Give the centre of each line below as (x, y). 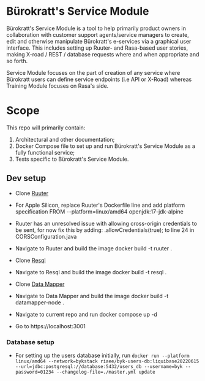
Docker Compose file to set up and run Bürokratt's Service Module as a (105, 146)
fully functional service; (45, 152)
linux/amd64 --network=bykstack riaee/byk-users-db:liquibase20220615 (107, 361)
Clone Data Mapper (40, 284)
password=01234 (35, 372)
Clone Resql (30, 260)
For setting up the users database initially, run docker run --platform (102, 355)
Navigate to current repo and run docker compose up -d (86, 314)
